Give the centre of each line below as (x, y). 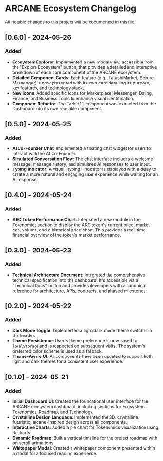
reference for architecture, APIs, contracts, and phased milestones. (79, 291)
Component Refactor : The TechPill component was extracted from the (84, 104)
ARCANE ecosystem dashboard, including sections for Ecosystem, (79, 407)
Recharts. (22, 433)
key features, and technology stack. (48, 88)
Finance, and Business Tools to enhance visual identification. (73, 98)
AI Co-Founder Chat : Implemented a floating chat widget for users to (81, 148)
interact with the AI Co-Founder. (44, 154)
